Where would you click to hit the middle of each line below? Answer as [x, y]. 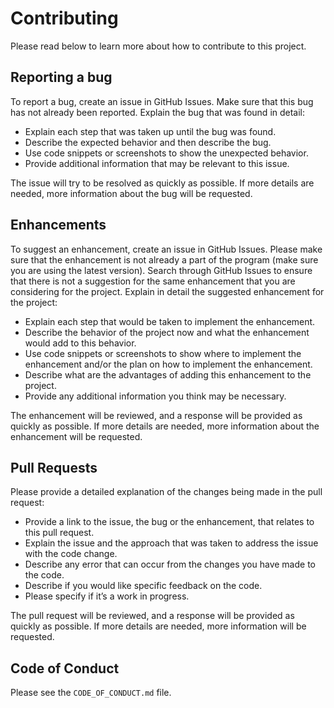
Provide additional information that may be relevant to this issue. [157, 163]
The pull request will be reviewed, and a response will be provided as [152, 616]
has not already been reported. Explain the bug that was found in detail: [158, 112]
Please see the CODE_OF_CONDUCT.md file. [91, 693]
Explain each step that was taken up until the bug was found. [150, 131]
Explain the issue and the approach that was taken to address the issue [171, 543]
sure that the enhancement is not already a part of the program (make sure [164, 259]
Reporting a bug [61, 77]
